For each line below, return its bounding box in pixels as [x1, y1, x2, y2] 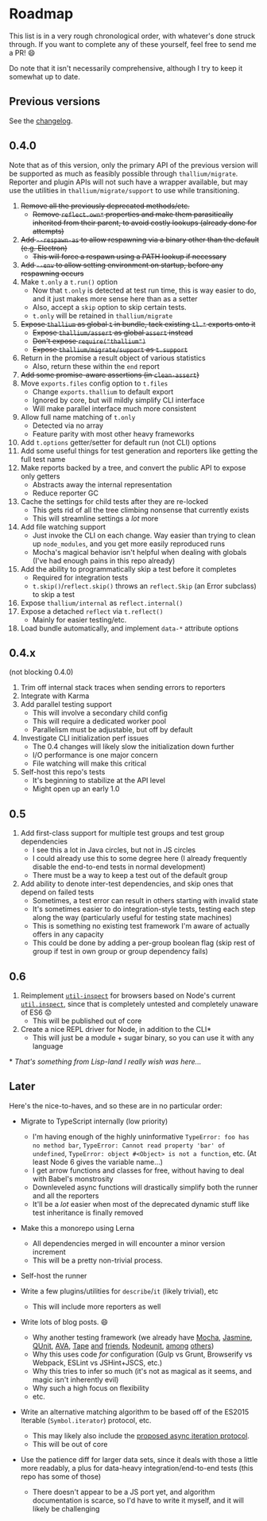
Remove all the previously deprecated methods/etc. [20, 200, 190, 211]
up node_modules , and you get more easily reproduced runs [32, 538, 226, 549]
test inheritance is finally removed [32, 1208, 144, 1217]
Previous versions [9, 95, 101, 108]
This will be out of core [32, 1439, 108, 1449]
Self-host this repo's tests [20, 767, 106, 777]
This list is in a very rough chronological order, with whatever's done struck [9, 31, 256, 41]
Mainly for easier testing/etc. [32, 615, 127, 624]
